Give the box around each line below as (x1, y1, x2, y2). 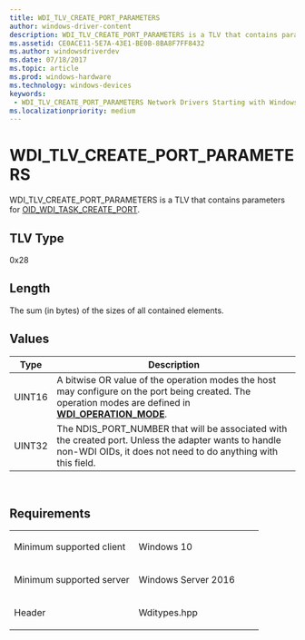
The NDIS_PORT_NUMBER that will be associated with (56, 422, 288, 435)
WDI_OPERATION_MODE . (56, 408, 168, 420)
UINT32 (14, 439, 48, 452)
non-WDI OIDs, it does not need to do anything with (56, 445, 279, 458)
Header (14, 606, 46, 619)
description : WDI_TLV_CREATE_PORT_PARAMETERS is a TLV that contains (9, 30, 279, 39)
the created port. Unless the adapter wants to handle (56, 433, 281, 446)
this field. (56, 456, 96, 468)
